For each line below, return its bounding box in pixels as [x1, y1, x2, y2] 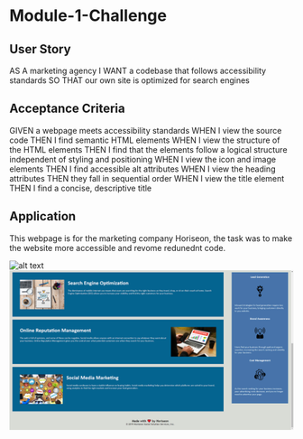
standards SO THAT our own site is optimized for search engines [9, 75, 250, 86]
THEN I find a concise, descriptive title [9, 182, 152, 193]
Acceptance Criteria [9, 101, 125, 117]
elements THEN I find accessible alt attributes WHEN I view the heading [9, 163, 276, 174]
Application [9, 209, 77, 224]
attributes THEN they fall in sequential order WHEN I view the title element [9, 173, 285, 183]
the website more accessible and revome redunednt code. [9, 242, 226, 253]
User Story [9, 42, 71, 57]
